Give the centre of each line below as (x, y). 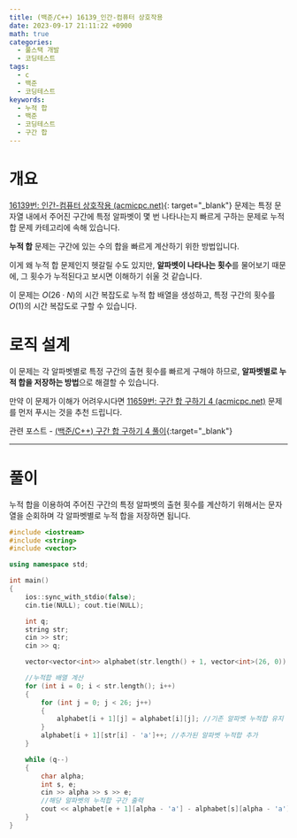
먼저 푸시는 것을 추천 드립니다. (70, 411)
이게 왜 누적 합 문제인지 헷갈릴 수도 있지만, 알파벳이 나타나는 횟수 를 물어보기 (140, 265)
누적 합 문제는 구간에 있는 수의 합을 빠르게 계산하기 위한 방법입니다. (125, 246)
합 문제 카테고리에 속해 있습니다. (65, 227)
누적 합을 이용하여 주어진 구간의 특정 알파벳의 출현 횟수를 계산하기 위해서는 (138, 504)
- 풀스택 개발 (38, 50)
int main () (29, 580)
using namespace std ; (49, 565)
